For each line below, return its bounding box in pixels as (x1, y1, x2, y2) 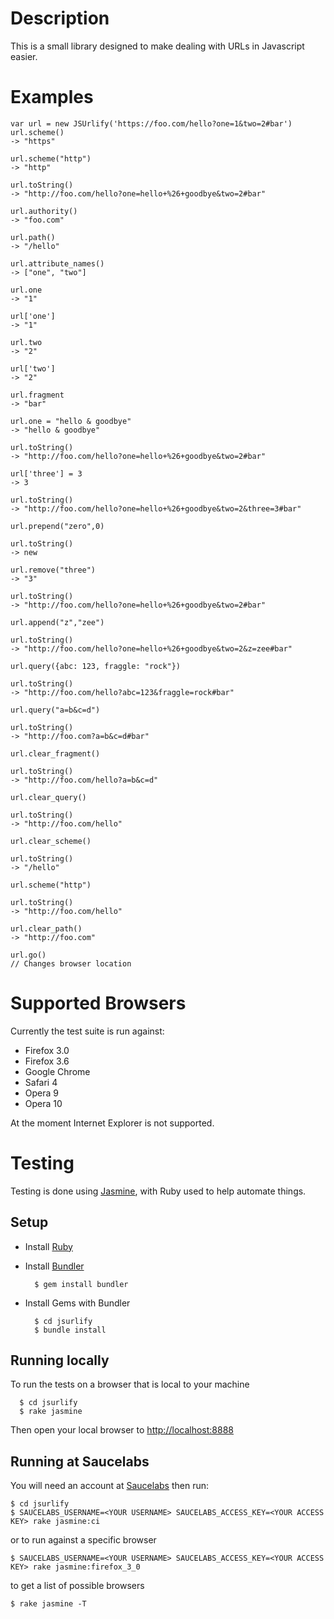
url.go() (10, 950, 47, 960)
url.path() (10, 232, 56, 242)
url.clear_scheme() (10, 836, 92, 846)
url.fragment (10, 390, 65, 400)
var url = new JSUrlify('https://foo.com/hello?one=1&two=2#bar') (10, 118, 293, 129)
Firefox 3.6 (24, 1055, 70, 1067)
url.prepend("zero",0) (10, 521, 105, 531)
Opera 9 (24, 1087, 59, 1099)
